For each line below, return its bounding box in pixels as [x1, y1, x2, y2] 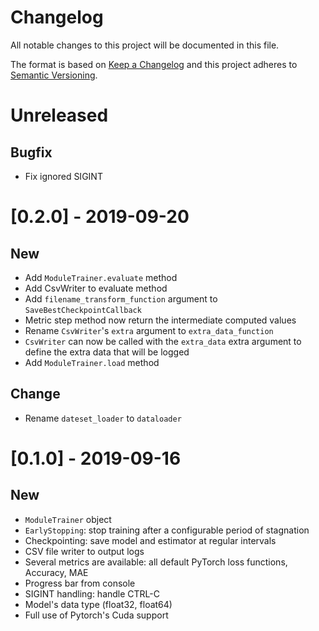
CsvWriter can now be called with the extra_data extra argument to [24, 335, 302, 347]
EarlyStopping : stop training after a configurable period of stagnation [24, 524, 310, 536]
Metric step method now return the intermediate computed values [24, 314, 297, 326]
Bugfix [10, 144, 53, 161]
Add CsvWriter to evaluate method [24, 282, 168, 294]
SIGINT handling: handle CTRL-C [24, 587, 160, 600]
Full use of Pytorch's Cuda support [24, 609, 169, 621]
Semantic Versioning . [10, 69, 98, 81]
